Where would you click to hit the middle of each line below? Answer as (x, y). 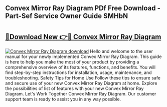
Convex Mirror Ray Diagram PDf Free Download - (83, 8)
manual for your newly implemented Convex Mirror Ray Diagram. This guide (83, 56)
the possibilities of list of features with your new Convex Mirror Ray (74, 88)
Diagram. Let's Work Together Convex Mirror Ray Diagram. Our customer (81, 94)
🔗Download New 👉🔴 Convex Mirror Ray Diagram (83, 37)
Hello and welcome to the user (121, 51)
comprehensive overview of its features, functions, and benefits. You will (80, 67)
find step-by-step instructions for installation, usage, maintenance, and (78, 72)
